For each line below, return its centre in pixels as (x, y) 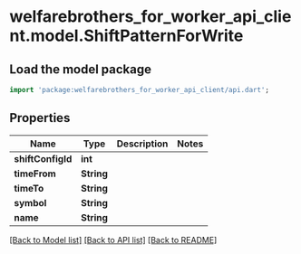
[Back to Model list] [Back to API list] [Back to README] (113, 240)
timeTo (29, 188)
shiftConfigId (43, 158)
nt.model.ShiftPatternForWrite (126, 36)
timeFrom (35, 174)
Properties (40, 118)
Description (142, 144)
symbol (30, 202)
